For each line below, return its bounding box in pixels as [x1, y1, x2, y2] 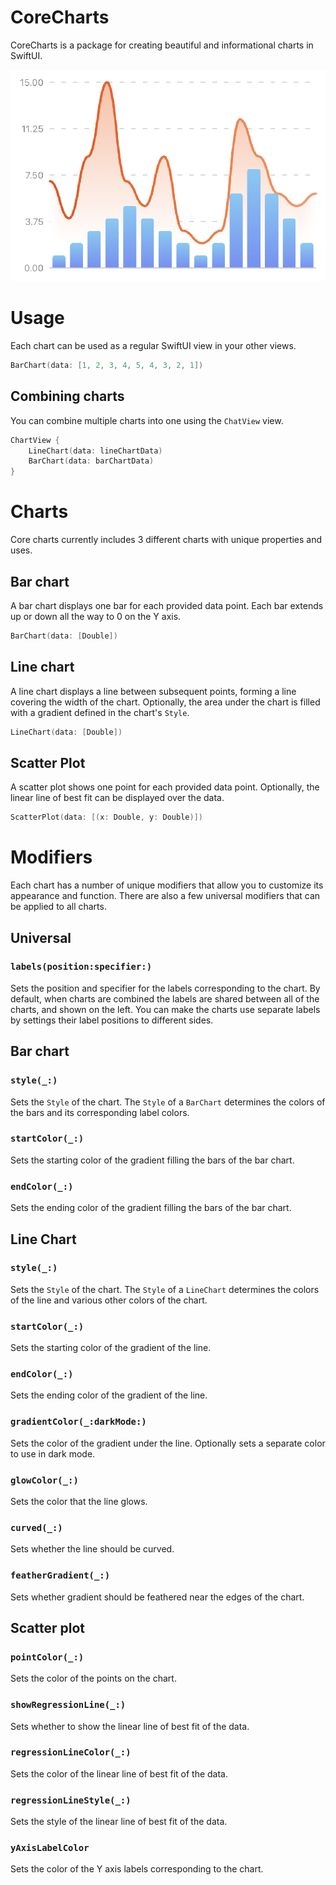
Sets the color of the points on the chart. [10, 1672, 177, 1685]
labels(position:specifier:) [10, 961, 153, 973]
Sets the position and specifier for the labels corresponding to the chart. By [10, 982, 321, 994]
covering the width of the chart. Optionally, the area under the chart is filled [10, 696, 321, 708]
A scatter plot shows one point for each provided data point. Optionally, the [10, 781, 320, 793]
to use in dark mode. [10, 1447, 96, 1460]
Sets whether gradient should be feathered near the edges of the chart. [10, 1591, 305, 1603]
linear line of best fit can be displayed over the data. [10, 792, 225, 804]
